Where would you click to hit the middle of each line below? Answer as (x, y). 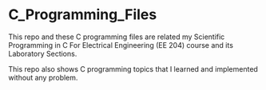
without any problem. (43, 77)
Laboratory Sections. (43, 53)
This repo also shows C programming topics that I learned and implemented (133, 68)
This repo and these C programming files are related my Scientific (117, 37)
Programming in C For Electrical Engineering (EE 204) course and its (121, 45)
